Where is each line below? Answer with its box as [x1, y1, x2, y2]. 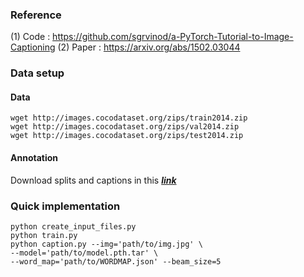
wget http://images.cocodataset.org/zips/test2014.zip [10, 131, 244, 141]
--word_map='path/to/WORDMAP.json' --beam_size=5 [10, 256, 222, 267]
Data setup [10, 66, 65, 80]
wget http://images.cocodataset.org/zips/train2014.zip [10, 113, 248, 123]
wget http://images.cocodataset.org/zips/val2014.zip [10, 122, 240, 132]
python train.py [10, 230, 78, 240]
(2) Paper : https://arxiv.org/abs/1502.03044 [57, 41, 241, 53]
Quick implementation [10, 199, 121, 213]
